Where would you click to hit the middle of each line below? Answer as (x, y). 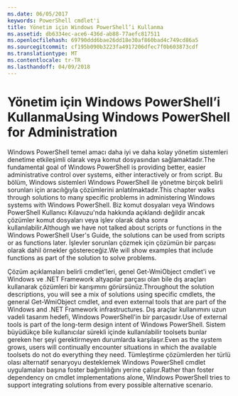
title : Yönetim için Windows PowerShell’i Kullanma (85, 27)
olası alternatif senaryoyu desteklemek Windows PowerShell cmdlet (107, 362)
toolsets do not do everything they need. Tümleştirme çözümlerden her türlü (119, 354)
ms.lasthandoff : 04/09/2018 (49, 67)
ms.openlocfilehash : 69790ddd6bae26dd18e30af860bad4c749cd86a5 (103, 41)
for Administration (63, 132)
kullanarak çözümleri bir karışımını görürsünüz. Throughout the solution (111, 287)
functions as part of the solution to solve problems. (82, 257)
